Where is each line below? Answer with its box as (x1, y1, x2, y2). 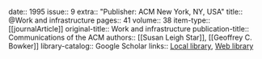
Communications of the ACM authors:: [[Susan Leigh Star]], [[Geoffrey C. (8, 32, 252, 42)
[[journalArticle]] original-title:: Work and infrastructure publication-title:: (8, 24, 249, 33)
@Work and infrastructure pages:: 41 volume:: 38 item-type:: (8, 15, 210, 25)
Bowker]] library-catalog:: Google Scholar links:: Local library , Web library (8, 41, 254, 51)
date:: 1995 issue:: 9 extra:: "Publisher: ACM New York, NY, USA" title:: (8, 7, 243, 16)
